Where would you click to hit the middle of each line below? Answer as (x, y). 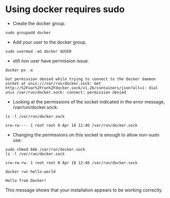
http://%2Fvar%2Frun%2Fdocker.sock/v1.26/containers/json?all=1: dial (82, 88)
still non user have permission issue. (51, 61)
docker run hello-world (31, 172)
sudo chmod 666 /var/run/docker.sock (45, 149)
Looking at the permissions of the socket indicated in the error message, (89, 102)
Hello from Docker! (26, 180)
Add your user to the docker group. (50, 42)
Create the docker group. (39, 23)
